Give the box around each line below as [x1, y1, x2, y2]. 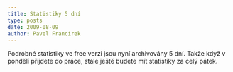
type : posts [7, 17, 43, 24]
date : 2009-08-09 [7, 23, 59, 30]
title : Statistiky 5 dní [7, 10, 81, 18]
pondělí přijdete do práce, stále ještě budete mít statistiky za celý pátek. [7, 57, 218, 66]
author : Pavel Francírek [7, 30, 81, 37]
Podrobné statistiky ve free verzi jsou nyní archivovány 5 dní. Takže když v [7, 49, 226, 58]
